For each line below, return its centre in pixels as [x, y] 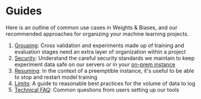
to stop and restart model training [56, 77]
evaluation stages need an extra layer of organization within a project [100, 51]
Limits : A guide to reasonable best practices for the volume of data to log [105, 83]
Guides [24, 11]
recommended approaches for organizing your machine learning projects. [97, 33]
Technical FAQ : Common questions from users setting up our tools [97, 89]
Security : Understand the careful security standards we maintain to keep [104, 58]
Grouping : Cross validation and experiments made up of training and [99, 45]
